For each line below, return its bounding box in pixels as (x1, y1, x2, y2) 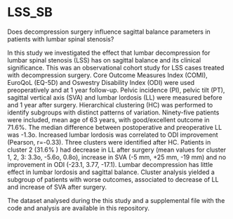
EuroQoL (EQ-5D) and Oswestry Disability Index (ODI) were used (7, 78, 195, 86)
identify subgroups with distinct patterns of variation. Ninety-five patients (7, 108, 220, 117)
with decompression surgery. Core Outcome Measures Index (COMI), (7, 71, 208, 79)
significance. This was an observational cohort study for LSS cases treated (7, 63, 225, 72)
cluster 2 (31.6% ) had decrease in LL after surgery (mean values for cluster (7, 145, 227, 154)
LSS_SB (7, 4, 53, 20)
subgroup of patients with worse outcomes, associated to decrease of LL (7, 175, 219, 183)
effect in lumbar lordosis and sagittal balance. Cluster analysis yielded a (7, 168, 215, 176)
